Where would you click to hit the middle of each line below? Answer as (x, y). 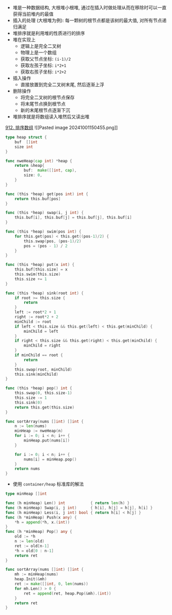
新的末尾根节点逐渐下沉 (45, 110)
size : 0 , (33, 175)
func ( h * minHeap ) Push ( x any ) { (41, 517)
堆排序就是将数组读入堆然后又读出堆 (51, 117)
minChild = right (42, 345)
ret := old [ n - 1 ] (32, 546)
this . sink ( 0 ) (28, 402)
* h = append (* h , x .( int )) (42, 522)
